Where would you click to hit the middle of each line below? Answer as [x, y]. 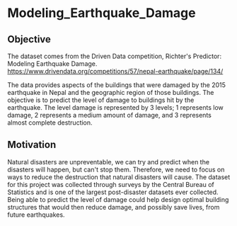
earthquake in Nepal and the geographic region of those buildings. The [111, 92]
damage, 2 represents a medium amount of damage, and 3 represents [110, 115]
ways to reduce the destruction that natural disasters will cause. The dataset [119, 177]
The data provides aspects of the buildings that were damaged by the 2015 [117, 85]
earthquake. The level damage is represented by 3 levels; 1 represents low [116, 107]
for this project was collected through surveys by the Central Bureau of [111, 184]
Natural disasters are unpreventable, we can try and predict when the [109, 162]
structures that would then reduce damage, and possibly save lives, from [114, 207]
